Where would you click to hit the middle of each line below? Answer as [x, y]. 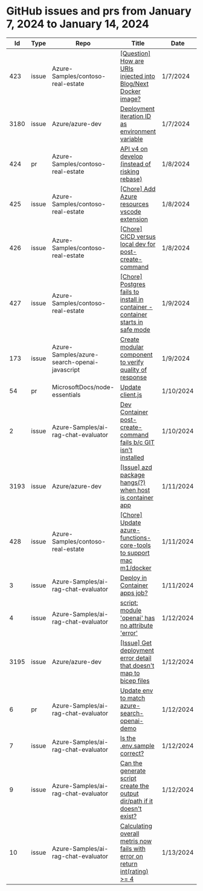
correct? [132, 753]
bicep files [135, 680]
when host [135, 490]
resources [134, 204]
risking [130, 171]
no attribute [137, 625]
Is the [128, 738]
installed [132, 457]
